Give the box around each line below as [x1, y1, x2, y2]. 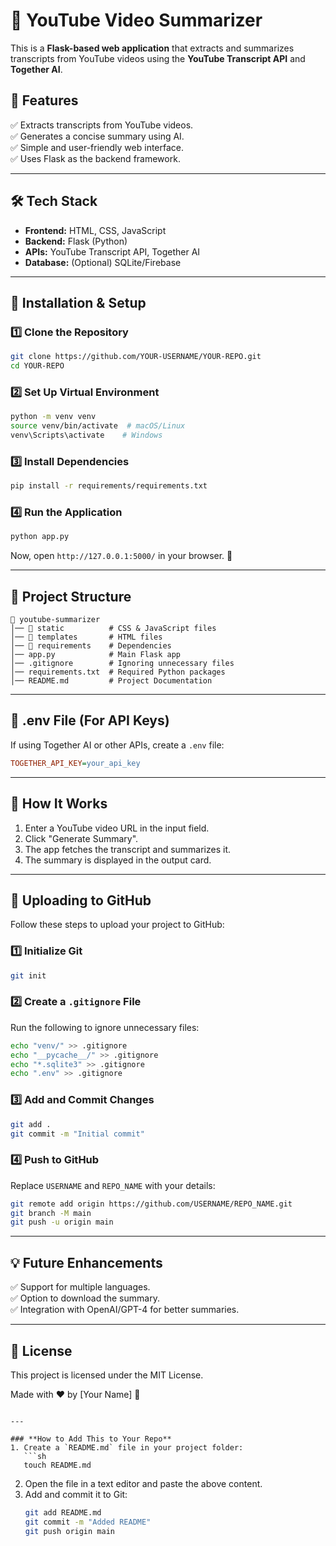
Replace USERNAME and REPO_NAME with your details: [10, 1179, 216, 1191]
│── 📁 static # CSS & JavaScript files [10, 624, 217, 634]
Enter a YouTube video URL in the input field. [24, 822, 210, 834]
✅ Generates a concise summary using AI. [10, 130, 185, 142]
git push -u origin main [10, 1217, 114, 1228]
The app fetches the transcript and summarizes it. [24, 843, 232, 855]
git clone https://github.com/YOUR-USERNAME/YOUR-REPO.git [10, 352, 262, 362]
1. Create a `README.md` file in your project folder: [10, 1442, 244, 1453]
